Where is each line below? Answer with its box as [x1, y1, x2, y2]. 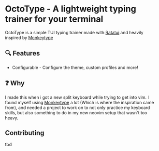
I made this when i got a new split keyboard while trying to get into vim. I [5, 94, 149, 100]
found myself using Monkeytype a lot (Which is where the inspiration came [5, 99, 154, 105]
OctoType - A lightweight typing [5, 3, 136, 14]
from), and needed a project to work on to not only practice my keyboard [5, 105, 150, 110]
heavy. [5, 115, 18, 121]
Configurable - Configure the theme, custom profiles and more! [12, 64, 139, 70]
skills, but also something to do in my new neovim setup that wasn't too [5, 110, 147, 115]
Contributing [5, 129, 44, 137]
